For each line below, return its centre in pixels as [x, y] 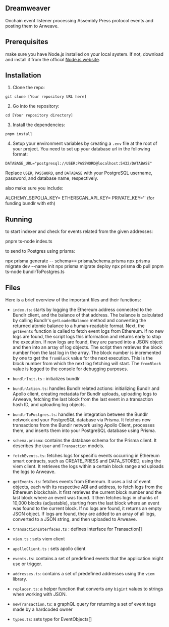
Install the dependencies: [39, 125]
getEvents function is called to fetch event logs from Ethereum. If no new [88, 331]
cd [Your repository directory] [39, 115]
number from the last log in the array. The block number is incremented [87, 353]
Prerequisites [27, 42]
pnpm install [19, 134]
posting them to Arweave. [32, 26]
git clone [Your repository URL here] [46, 97]
